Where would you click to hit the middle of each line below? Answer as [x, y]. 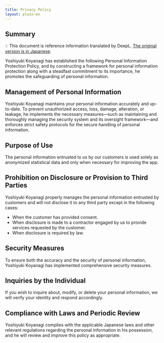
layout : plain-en [23, 14]
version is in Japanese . [28, 52]
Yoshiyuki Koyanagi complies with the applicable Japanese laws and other [80, 325]
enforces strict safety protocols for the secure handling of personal [72, 125]
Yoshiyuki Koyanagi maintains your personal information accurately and [77, 104]
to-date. [13, 109]
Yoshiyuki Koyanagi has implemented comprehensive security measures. [79, 265]
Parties [16, 185]
